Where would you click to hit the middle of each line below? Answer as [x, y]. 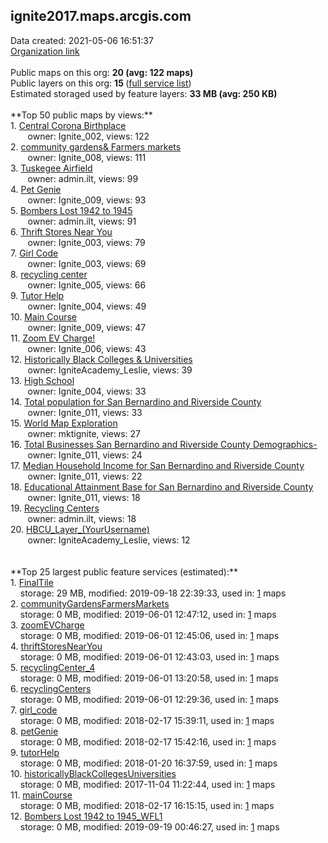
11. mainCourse [41, 795]
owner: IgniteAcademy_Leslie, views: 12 [109, 540]
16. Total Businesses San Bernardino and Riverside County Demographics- [164, 444]
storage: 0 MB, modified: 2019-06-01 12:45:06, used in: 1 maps [149, 635]
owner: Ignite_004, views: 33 [87, 391]
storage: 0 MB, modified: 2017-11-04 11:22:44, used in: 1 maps [147, 784]
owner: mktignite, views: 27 [84, 433]
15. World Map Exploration [64, 423]
